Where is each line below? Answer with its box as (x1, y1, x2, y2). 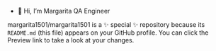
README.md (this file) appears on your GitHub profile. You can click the (7, 28, 209, 37)
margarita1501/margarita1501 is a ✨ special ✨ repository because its (7, 21, 205, 28)
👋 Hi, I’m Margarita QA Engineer (17, 7, 110, 15)
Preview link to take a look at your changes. (7, 36, 135, 44)
